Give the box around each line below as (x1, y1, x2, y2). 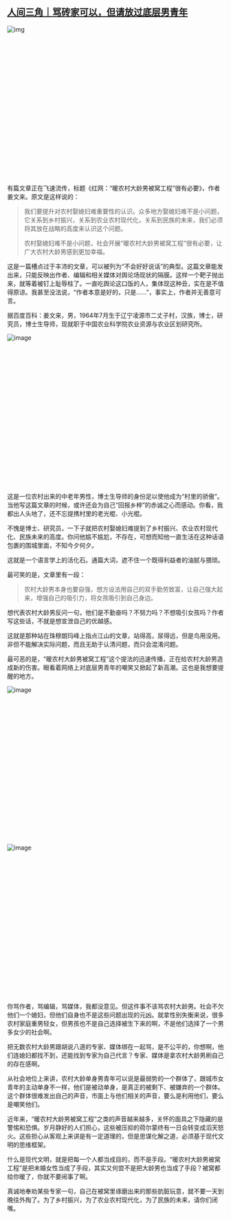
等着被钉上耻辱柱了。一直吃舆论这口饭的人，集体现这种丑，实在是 (25, 279, 212, 288)
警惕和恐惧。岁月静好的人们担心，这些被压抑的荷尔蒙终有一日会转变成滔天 (7, 1123, 218, 1132)
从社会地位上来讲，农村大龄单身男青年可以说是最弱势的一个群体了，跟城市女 (7, 1074, 224, 1082)
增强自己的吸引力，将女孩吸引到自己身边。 (36, 594, 157, 602)
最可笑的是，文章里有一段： (7, 570, 86, 579)
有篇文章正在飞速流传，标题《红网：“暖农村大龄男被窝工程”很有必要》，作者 (7, 184, 221, 192)
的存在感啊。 (7, 1059, 43, 1068)
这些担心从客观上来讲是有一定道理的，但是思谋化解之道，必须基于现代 (19, 1132, 218, 1140)
